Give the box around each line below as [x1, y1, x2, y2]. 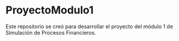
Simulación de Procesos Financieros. [5, 29, 96, 36]
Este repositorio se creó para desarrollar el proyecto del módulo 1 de [5, 23, 174, 30]
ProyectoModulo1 [5, 4, 94, 17]
